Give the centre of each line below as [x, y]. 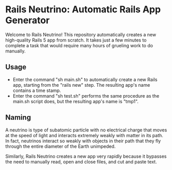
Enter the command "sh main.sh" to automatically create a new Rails [85, 79]
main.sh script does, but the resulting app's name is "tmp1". [75, 101]
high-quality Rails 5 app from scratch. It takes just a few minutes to [76, 40]
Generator [27, 20]
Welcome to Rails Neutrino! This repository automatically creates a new [81, 34]
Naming [18, 117]
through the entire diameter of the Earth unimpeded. [61, 146]
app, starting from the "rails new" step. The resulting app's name [81, 85]
